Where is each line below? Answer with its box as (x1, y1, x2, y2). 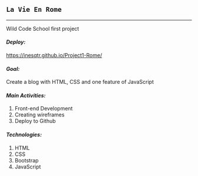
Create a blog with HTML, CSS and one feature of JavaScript (6, 79, 154, 86)
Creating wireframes (14, 111, 65, 118)
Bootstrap (14, 157, 39, 164)
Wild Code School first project (6, 25, 80, 32)
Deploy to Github (14, 118, 56, 125)
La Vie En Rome (6, 5, 62, 14)
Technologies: (6, 131, 42, 138)
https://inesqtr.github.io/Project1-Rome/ (6, 52, 103, 59)
